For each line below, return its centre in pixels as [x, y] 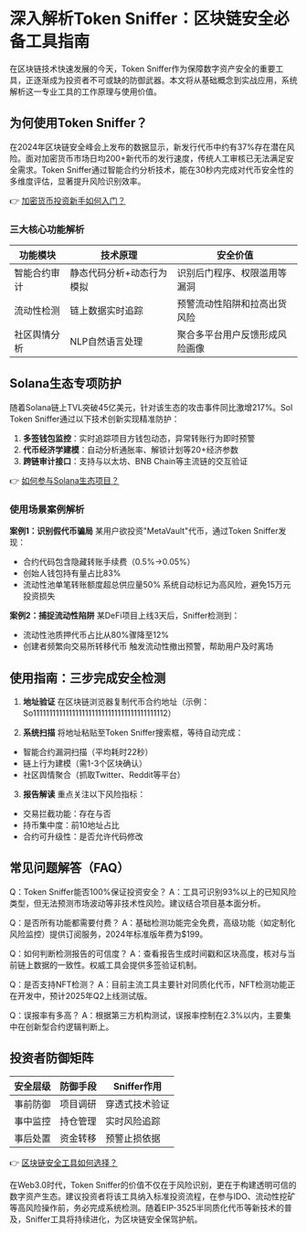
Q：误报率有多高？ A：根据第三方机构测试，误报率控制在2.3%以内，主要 [146, 1015]
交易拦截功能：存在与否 [67, 813]
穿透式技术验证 [138, 1104]
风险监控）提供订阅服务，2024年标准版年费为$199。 [109, 934]
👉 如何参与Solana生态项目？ [64, 480]
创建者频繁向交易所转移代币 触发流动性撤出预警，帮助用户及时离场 [148, 646]
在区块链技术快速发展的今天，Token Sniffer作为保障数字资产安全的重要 [143, 69]
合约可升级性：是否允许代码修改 [83, 836]
